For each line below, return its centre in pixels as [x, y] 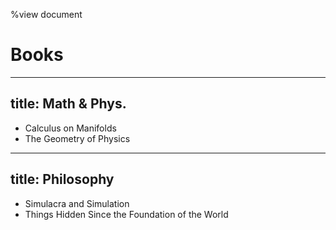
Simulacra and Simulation [77, 203]
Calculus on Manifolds [70, 128]
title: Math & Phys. [68, 104]
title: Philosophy [62, 179]
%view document [46, 14]
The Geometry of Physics [77, 138]
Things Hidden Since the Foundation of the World [126, 214]
